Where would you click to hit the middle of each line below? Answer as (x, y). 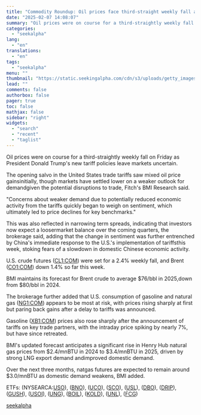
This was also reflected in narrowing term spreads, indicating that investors (99, 223)
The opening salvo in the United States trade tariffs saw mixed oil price (94, 175)
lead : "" (17, 84)
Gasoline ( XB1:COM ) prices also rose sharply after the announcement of (95, 320)
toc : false (20, 106)
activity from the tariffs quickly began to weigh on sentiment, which (89, 205)
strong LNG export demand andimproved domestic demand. (80, 358)
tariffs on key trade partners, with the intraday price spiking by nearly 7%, (97, 327)
